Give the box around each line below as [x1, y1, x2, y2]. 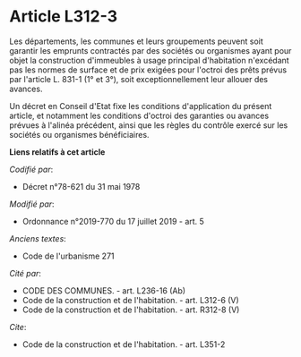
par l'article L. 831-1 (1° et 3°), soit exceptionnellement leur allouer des [9, 73, 269, 84]
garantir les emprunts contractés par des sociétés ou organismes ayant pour [9, 45, 292, 55]
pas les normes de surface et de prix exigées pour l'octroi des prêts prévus [9, 64, 288, 75]
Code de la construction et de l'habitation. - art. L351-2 [21, 338, 226, 350]
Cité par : [9, 268, 42, 278]
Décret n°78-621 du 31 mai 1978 [21, 181, 141, 191]
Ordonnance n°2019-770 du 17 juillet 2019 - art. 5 [21, 216, 204, 226]
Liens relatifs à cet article [9, 146, 106, 157]
